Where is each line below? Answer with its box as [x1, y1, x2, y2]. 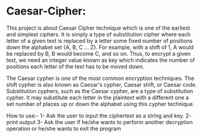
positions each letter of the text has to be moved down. [6, 62, 144, 70]
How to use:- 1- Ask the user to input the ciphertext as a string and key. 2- [6, 112, 192, 119]
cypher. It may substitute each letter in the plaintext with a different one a [6, 94, 189, 101]
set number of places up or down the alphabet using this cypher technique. [6, 100, 195, 107]
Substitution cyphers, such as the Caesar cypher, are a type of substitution [6, 87, 194, 94]
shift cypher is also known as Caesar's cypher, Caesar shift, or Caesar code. [6, 80, 197, 88]
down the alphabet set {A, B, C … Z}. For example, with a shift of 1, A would [6, 44, 194, 51]
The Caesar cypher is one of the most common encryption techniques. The [6, 74, 195, 82]
